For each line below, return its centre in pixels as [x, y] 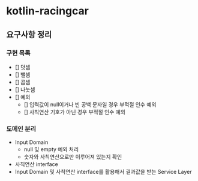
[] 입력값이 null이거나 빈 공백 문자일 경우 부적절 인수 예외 [90, 104]
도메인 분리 [21, 128]
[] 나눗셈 [25, 89]
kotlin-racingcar [47, 11]
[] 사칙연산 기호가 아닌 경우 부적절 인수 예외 [75, 112]
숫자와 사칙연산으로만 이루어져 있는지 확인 [73, 157]
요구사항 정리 [29, 34]
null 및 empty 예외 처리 [51, 149]
